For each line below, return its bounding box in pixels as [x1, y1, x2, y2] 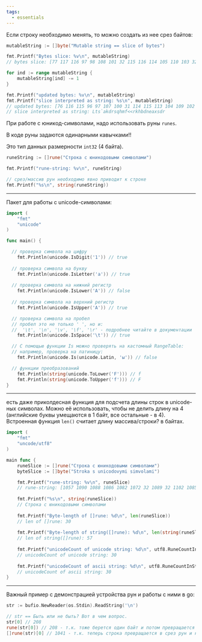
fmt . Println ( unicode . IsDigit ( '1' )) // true [17, 254, 128, 260]
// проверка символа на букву [11, 266, 87, 272]
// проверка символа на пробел [11, 316, 90, 322]
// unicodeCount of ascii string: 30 [17, 569, 112, 575]
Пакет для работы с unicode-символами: [6, 198, 112, 205]
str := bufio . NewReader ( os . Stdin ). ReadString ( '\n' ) [6, 603, 138, 609]
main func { [6, 457, 36, 463]
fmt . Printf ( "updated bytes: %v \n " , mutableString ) [6, 92, 136, 98]
